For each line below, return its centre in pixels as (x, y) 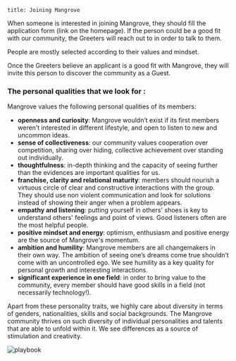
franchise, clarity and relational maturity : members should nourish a (118, 180)
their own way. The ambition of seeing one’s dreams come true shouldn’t (123, 255)
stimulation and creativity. (45, 336)
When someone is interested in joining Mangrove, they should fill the (107, 23)
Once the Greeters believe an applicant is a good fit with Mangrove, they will (118, 66)
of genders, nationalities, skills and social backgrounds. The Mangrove (110, 314)
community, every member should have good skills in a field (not (111, 285)
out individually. (40, 158)
